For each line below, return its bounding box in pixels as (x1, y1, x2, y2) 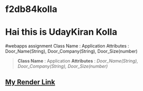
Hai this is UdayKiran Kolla (5, 26, 117, 38)
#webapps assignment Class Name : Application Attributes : (5, 43, 129, 49)
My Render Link (5, 77, 55, 86)
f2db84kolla (5, 3, 58, 15)
